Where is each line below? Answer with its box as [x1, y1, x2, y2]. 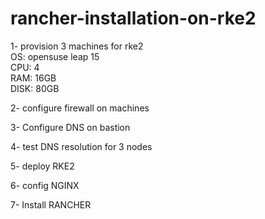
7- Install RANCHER [10, 198, 92, 211]
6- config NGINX [10, 179, 80, 191]
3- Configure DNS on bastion [10, 121, 131, 133]
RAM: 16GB [10, 72, 57, 84]
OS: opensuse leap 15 [10, 50, 100, 62]
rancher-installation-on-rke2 [10, 7, 257, 30]
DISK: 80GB [10, 82, 60, 94]
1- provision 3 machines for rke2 [10, 40, 144, 52]
